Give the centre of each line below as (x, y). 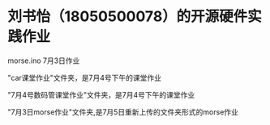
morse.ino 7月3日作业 (44, 60)
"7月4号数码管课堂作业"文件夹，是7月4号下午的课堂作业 (101, 94)
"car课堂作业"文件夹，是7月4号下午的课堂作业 (85, 77)
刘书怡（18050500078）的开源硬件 (128, 17)
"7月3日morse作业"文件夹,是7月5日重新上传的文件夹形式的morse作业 (123, 112)
